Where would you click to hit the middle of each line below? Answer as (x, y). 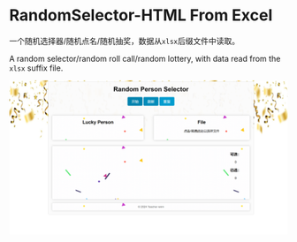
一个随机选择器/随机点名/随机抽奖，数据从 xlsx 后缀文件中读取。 (125, 41)
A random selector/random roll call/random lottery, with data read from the (145, 58)
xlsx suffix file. (36, 68)
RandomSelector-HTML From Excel (141, 15)
